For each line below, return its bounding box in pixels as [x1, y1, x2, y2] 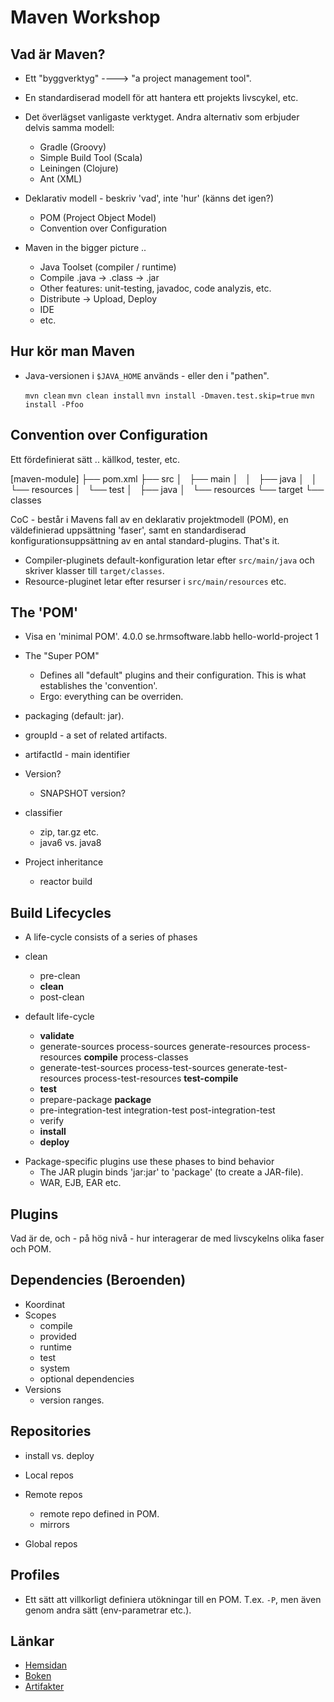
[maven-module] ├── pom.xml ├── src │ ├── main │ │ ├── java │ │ [10, 472, 318, 485]
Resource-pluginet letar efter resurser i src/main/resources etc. [24, 575, 287, 587]
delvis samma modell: [24, 122, 115, 133]
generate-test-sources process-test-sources [39, 1062, 226, 1074]
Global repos [24, 1537, 78, 1550]
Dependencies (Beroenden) [10, 1272, 187, 1289]
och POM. [10, 1243, 52, 1255]
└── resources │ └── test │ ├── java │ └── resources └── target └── [10, 483, 325, 495]
